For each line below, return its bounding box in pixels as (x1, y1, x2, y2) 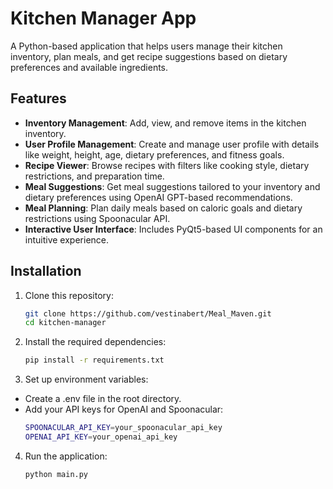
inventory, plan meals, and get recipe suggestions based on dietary (10, 50, 288, 62)
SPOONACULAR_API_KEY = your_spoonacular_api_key (24, 423, 223, 433)
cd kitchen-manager (24, 318, 107, 328)
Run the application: (24, 450, 108, 462)
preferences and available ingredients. (10, 61, 169, 73)
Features (10, 90, 67, 107)
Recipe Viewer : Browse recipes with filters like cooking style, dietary (24, 159, 310, 171)
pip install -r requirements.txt (24, 355, 165, 366)
